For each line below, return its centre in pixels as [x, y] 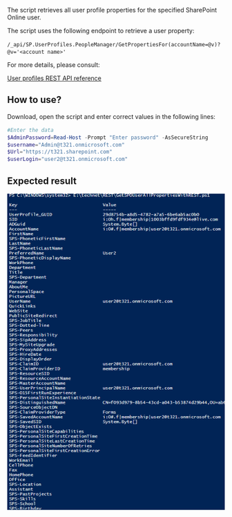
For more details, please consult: [54, 65]
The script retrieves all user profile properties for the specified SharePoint [112, 10]
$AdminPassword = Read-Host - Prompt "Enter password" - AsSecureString [108, 138]
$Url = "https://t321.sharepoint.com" [60, 152]
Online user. [24, 17]
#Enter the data [30, 130]
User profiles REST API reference [55, 78]
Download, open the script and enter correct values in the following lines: [112, 116]
